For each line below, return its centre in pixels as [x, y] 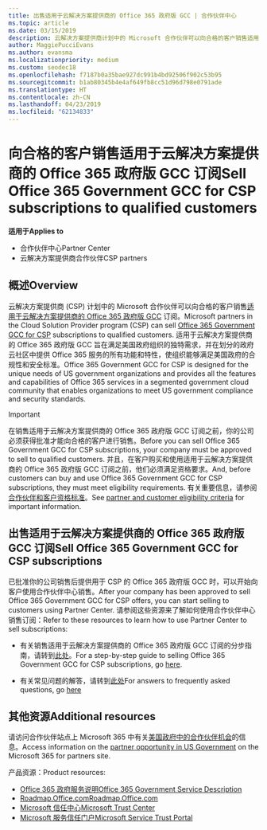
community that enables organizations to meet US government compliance [131, 390]
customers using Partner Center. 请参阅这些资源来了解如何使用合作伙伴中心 [132, 609]
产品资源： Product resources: [57, 773]
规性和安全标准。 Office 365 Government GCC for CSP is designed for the [128, 364]
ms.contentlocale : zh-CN [49, 97]
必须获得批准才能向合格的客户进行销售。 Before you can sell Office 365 [124, 440]
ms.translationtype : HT [48, 90]
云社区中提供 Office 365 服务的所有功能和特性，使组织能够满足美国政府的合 [132, 354]
